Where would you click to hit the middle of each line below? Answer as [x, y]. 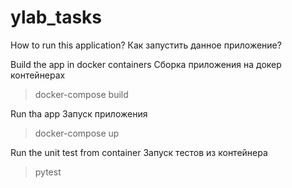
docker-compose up [77, 133]
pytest [48, 172]
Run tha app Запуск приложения [79, 113]
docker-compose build [81, 94]
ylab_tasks [56, 17]
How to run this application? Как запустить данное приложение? [146, 45]
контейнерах [38, 75]
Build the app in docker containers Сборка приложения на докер [146, 64]
